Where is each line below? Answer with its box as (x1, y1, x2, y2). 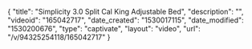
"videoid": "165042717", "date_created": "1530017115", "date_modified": (7, 15, 244, 25)
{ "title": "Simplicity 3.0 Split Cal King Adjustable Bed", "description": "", (7, 7, 244, 16)
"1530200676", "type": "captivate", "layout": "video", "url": (7, 24, 201, 33)
